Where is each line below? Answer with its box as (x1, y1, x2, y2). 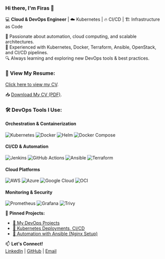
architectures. (5, 39, 34, 45)
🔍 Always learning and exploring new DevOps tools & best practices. (5, 55, 150, 61)
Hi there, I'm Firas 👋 (5, 5, 55, 12)
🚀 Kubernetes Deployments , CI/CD (12, 225, 85, 232)
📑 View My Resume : (5, 70, 56, 77)
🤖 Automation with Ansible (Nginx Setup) (12, 231, 98, 237)
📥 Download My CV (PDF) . (5, 91, 62, 98)
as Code (5, 24, 23, 30)
